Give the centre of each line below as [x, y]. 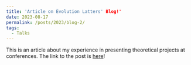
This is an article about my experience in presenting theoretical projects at [96, 50]
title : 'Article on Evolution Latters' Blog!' [64, 11]
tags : [13, 28]
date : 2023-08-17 [27, 17]
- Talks [21, 33]
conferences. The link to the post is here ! [56, 56]
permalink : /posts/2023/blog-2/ [45, 22]
